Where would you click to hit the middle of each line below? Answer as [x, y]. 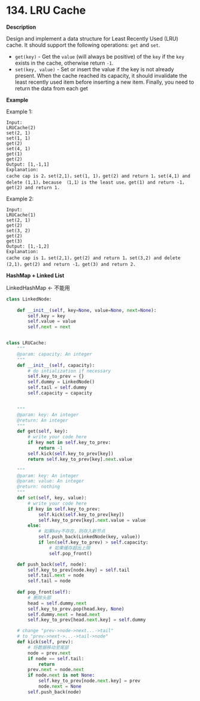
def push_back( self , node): [52, 564]
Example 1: [19, 111]
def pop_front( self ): [44, 592]
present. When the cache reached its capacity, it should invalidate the [101, 75]
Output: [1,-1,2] [28, 246]
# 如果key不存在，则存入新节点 [72, 531]
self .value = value [52, 321]
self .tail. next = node [56, 575]
